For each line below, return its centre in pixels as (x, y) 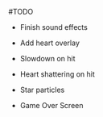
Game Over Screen (51, 105)
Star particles (42, 90)
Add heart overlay (50, 43)
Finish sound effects (54, 27)
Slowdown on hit (47, 58)
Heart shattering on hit (57, 74)
